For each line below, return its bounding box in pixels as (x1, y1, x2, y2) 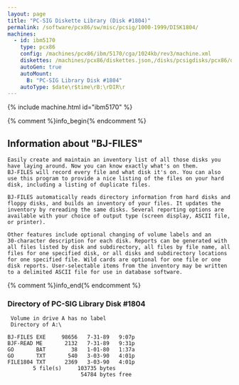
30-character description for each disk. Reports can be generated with (7, 237, 228, 245)
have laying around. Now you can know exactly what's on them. (7, 163, 199, 170)
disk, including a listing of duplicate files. (7, 181, 152, 189)
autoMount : (20, 70, 53, 77)
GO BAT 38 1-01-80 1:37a (7, 346, 135, 354)
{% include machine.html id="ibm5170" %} (7, 103, 133, 111)
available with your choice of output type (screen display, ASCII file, (7, 212, 231, 220)
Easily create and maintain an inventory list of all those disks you (7, 156, 221, 164)
